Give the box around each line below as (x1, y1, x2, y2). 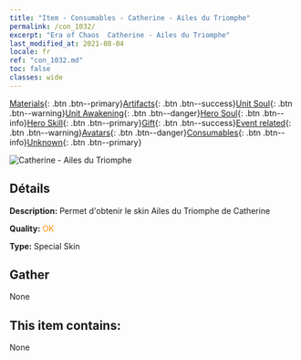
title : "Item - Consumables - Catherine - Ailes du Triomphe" (9, 13, 251, 23)
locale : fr (9, 48, 51, 57)
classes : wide (9, 73, 64, 82)
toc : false (9, 65, 51, 74)
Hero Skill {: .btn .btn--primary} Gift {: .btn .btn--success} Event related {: (26, 117, 292, 128)
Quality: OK (9, 223, 55, 234)
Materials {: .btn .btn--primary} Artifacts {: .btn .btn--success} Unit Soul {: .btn (9, 98, 294, 109)
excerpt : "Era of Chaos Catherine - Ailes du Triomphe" (9, 30, 231, 39)
